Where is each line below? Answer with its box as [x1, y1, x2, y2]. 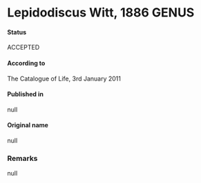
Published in [7, 90, 44, 98]
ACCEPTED [7, 43, 40, 52]
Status [7, 28, 27, 36]
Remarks [7, 153, 38, 163]
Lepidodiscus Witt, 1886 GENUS [7, 5, 195, 21]
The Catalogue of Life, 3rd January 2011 [7, 74, 121, 83]
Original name [7, 121, 48, 129]
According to [7, 58, 46, 67]
